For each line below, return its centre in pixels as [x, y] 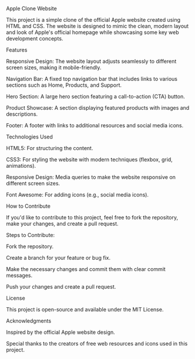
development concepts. [35, 38]
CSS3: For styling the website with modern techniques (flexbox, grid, [90, 160]
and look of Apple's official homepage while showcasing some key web [93, 32]
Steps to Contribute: [31, 235]
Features [17, 50]
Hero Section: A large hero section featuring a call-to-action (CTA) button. [95, 96]
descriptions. [22, 114]
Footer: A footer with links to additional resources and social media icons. [95, 125]
